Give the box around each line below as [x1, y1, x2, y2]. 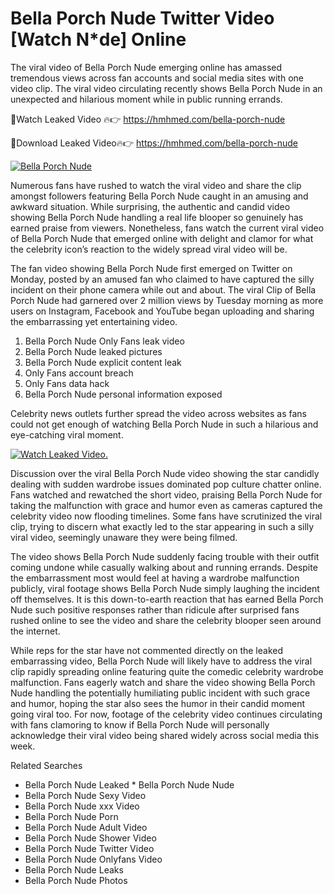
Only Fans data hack [24, 377, 110, 389]
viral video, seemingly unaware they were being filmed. [10, 531, 238, 543]
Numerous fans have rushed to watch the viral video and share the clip [10, 179, 302, 191]
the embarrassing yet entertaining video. [10, 315, 178, 327]
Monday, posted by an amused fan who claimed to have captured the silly [10, 273, 315, 285]
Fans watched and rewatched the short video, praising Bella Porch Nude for [10, 488, 323, 501]
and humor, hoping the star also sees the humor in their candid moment [10, 697, 306, 709]
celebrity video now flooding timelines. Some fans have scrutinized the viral [10, 510, 323, 522]
